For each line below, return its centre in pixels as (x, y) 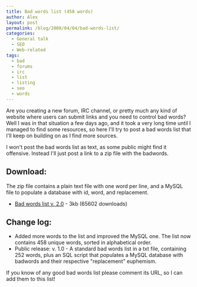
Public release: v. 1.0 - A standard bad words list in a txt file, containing (100, 249)
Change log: (29, 222)
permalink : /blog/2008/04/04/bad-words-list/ (63, 28)
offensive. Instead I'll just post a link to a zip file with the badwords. (87, 153)
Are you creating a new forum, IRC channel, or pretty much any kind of (92, 110)
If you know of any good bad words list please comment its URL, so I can (94, 273)
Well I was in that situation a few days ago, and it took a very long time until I (98, 123)
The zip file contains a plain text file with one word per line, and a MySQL (95, 186)
